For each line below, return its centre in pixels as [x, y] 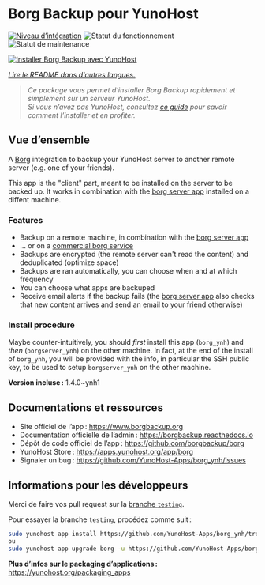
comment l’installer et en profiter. [81, 115]
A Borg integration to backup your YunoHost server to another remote [121, 159]
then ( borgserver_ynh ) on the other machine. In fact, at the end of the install [131, 351]
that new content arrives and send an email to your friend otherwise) [131, 304]
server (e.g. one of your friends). [61, 168]
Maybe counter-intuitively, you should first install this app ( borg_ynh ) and [126, 342]
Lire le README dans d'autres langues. [72, 74]
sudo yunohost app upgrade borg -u [67, 549]
